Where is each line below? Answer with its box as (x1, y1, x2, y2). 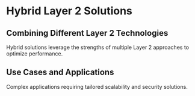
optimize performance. (6, 50, 63, 57)
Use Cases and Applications (6, 67, 114, 78)
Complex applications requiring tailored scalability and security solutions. (6, 83, 188, 90)
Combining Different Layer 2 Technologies (6, 28, 169, 38)
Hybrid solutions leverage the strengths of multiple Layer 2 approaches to (6, 44, 190, 51)
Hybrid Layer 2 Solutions (6, 4, 132, 18)
